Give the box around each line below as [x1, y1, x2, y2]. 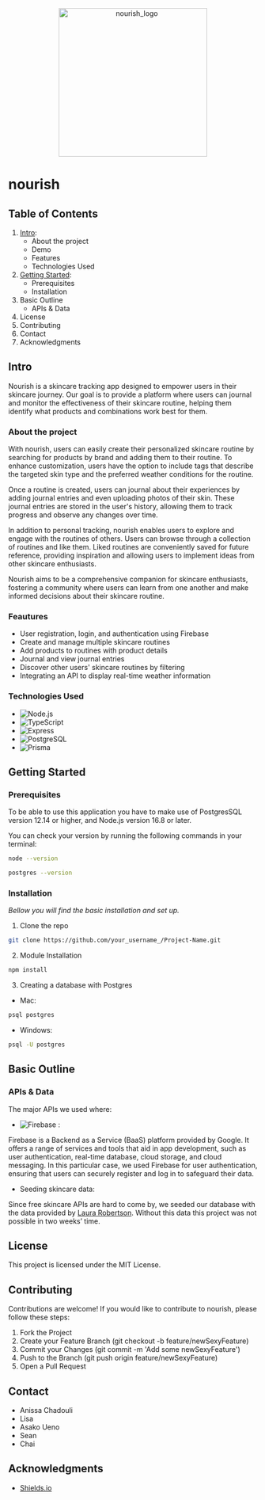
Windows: [19, 1026, 53, 1035]
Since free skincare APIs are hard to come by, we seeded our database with [8, 1199, 256, 1209]
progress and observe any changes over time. [8, 510, 158, 520]
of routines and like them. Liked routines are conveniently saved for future [8, 543, 249, 552]
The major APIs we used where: [8, 1104, 112, 1114]
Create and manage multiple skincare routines [19, 638, 170, 647]
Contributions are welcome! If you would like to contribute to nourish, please [8, 1304, 257, 1314]
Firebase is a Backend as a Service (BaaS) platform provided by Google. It [8, 1135, 249, 1144]
